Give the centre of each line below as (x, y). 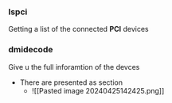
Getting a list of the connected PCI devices (78, 29)
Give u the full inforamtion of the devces (74, 67)
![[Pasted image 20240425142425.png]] (98, 90)
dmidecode (31, 50)
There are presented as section (71, 82)
